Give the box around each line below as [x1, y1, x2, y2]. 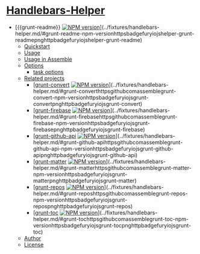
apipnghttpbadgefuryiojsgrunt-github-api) [33, 151, 138, 158]
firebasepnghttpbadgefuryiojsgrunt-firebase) [33, 126, 145, 133]
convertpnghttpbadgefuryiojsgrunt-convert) [33, 100, 143, 107]
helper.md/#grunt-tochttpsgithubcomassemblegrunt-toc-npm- [33, 215, 189, 223]
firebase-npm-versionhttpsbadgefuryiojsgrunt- [33, 119, 151, 126]
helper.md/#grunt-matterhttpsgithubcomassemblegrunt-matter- [33, 164, 192, 172]
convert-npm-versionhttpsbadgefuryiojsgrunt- [33, 94, 149, 101]
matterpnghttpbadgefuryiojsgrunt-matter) [33, 177, 137, 184]
